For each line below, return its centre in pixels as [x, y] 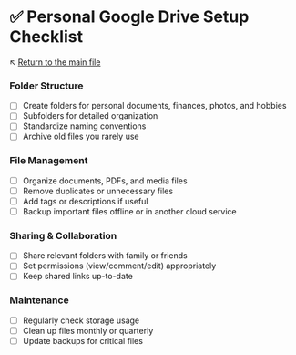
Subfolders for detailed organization [90, 116]
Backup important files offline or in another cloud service [129, 211]
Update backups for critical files [83, 340]
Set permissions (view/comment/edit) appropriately [119, 266]
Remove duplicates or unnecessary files [98, 191]
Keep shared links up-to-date [78, 277]
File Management [49, 161]
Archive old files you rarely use [81, 136]
